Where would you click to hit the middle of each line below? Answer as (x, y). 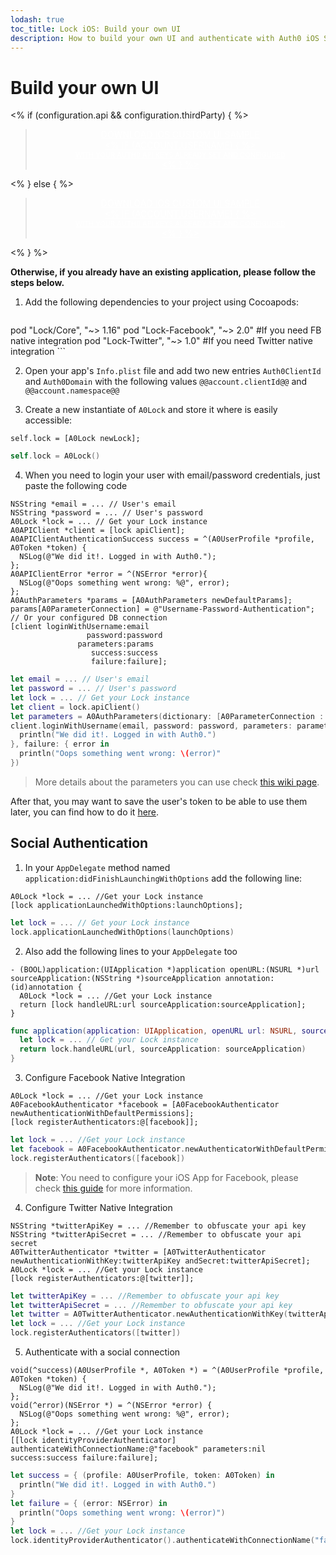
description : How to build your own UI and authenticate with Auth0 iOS (165, 38)
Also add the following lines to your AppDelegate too (131, 951)
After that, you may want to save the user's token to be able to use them (159, 801)
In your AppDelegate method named (97, 867)
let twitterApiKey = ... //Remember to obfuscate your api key (145, 1296)
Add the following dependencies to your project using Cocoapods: (162, 302)
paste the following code (76, 486)
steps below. (37, 283)
